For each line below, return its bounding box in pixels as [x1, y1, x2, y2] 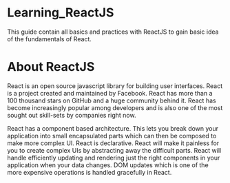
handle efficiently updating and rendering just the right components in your [7, 153, 220, 162]
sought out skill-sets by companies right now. [7, 111, 136, 119]
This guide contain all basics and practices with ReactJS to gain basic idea [7, 28, 219, 36]
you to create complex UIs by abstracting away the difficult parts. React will [7, 146, 222, 154]
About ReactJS [7, 59, 95, 75]
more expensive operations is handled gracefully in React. [7, 168, 172, 176]
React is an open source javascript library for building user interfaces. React [7, 81, 223, 90]
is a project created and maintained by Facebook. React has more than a [7, 89, 213, 97]
